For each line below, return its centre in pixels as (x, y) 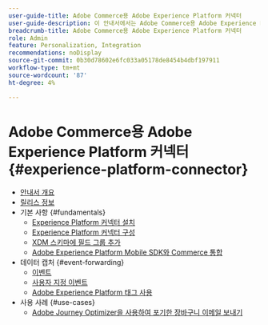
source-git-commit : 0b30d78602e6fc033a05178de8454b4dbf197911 (114, 61)
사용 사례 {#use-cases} (58, 303)
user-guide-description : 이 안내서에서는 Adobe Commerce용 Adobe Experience (132, 23)
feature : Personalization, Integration (75, 46)
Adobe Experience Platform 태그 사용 (92, 292)
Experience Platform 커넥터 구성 (84, 232)
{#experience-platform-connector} (128, 169)
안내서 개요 (37, 192)
